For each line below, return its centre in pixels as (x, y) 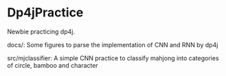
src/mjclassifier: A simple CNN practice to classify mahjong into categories (113, 58)
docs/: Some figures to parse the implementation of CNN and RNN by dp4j (113, 45)
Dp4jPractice (45, 13)
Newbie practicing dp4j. (41, 31)
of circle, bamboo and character (53, 65)
